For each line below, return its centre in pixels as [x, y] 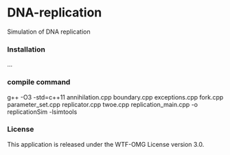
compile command [39, 82]
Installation [26, 49]
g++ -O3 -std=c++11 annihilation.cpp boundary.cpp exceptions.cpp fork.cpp [115, 97]
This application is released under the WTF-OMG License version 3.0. [106, 144]
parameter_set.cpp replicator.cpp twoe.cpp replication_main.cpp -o [102, 104]
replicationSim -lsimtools [42, 112]
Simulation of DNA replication [49, 32]
